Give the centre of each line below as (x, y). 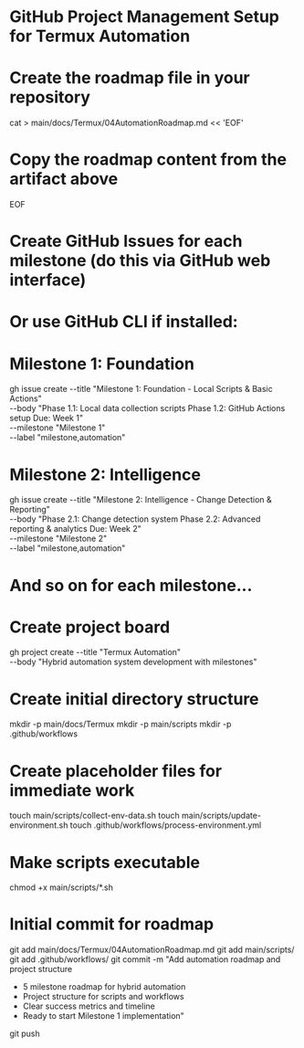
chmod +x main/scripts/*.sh (62, 887)
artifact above (64, 179)
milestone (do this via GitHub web (140, 261)
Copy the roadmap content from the (148, 159)
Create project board (90, 627)
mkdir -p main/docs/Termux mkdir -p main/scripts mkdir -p (121, 725)
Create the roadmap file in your (130, 78)
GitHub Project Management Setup (145, 17)
